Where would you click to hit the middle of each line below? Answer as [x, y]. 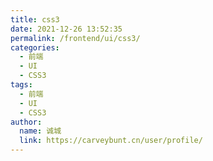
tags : [21, 85]
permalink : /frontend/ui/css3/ [75, 38]
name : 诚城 [40, 131]
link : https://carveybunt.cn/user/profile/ [111, 141]
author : [26, 122]
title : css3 [35, 19]
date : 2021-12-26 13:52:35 [66, 29]
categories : [35, 47]
